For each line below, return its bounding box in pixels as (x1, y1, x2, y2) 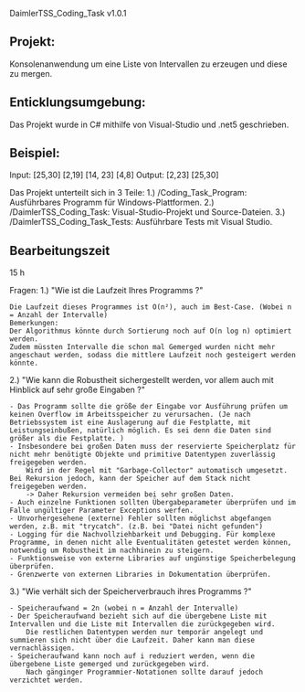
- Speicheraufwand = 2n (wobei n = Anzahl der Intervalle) (9, 603, 239, 613)
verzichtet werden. (9, 676, 84, 685)
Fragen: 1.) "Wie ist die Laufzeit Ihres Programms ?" (9, 285, 204, 296)
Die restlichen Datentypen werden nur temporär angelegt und (26, 628, 263, 637)
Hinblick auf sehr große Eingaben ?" (9, 384, 146, 396)
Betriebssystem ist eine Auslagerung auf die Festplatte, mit (9, 418, 251, 428)
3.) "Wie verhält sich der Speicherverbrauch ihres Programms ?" (9, 586, 252, 597)
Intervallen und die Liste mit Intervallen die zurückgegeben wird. (9, 620, 276, 629)
